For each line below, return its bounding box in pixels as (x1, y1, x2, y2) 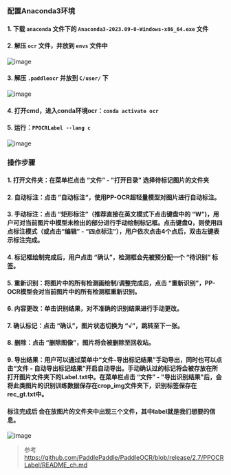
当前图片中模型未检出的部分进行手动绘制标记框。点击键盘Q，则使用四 (25, 219, 223, 227)
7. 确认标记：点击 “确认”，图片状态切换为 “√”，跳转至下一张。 (7, 321, 184, 330)
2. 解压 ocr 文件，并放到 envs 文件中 (7, 41, 108, 50)
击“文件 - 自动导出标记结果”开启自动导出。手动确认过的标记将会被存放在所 (7, 364, 219, 372)
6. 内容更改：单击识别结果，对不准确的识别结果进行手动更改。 (7, 305, 184, 313)
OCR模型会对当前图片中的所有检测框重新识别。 (7, 287, 141, 296)
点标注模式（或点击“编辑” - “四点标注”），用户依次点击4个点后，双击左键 (7, 228, 214, 236)
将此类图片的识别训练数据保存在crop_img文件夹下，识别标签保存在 (7, 381, 197, 390)
